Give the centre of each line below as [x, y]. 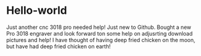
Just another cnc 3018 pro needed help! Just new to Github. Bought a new [99, 27]
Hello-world [37, 11]
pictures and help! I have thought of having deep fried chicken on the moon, [101, 40]
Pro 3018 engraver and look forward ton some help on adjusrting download [100, 33]
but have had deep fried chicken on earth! [59, 46]
